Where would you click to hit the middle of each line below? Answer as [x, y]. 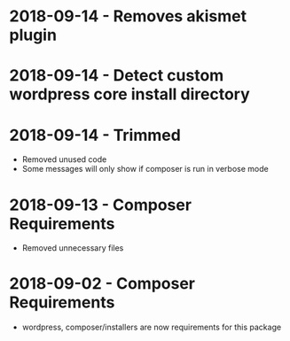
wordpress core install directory [129, 94]
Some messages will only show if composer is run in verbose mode [145, 169]
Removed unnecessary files [73, 248]
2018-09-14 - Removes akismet [128, 16]
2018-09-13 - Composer [101, 205]
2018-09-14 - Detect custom [117, 76]
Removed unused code [64, 159]
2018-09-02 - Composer [102, 284]
